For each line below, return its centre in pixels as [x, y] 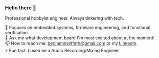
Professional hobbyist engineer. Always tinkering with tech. [65, 18]
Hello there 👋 [21, 8]
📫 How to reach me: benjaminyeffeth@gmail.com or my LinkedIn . [71, 43]
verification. [17, 33]
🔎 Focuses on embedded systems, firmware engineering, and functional [78, 28]
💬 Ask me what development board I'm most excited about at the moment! [80, 38]
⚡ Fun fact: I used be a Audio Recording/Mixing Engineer [62, 51]
